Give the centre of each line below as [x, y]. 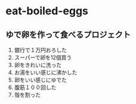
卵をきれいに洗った [38, 65]
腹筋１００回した [35, 87]
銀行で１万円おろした [40, 50]
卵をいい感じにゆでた [40, 80]
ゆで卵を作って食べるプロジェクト [68, 34]
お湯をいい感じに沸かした [46, 72]
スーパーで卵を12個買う [43, 57]
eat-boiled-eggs [47, 11]
